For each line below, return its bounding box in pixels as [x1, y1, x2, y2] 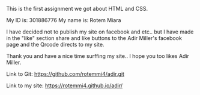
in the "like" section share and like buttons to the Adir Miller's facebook [6, 35, 182, 41]
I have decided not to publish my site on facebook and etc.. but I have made [6, 28, 194, 35]
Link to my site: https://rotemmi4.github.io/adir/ [6, 82, 123, 89]
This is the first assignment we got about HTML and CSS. [6, 5, 148, 12]
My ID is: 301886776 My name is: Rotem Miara [6, 17, 121, 23]
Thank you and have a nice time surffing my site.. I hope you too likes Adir [6, 53, 189, 59]
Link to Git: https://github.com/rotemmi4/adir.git [6, 71, 125, 77]
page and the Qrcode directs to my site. [6, 41, 105, 48]
